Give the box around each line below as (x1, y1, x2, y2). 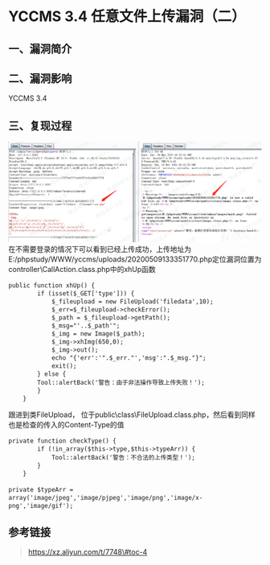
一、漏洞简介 (8, 42, 72, 56)
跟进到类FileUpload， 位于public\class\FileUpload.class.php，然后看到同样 (8, 410, 256, 419)
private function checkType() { (8, 436, 117, 445)
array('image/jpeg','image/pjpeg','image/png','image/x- (8, 493, 203, 501)
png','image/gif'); (8, 501, 74, 509)
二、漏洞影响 (8, 72, 72, 85)
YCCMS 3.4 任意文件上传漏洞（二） (8, 7, 247, 26)
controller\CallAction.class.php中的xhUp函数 (8, 264, 157, 274)
